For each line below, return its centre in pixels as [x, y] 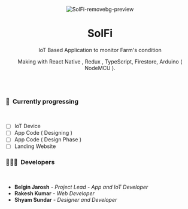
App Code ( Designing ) [43, 133]
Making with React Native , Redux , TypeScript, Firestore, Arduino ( [100, 61]
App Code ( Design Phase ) [48, 140]
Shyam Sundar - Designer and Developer [66, 199]
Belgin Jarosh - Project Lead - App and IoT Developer [81, 187]
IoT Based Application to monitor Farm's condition [100, 50]
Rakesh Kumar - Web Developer [54, 193]
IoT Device [28, 126]
